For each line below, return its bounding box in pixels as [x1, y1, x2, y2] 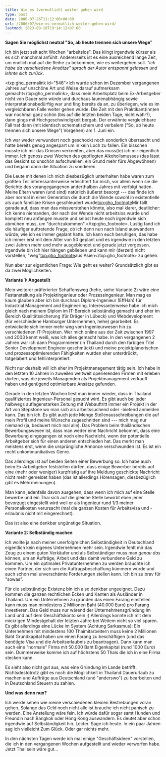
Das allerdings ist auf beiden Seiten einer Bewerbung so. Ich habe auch [5, 458, 151, 464]
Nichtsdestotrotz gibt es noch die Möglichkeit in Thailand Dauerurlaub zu [5, 670, 155, 676]
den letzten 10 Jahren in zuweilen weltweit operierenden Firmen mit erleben [5, 370, 160, 376]
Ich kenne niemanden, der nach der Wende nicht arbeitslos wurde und [5, 210, 149, 216]
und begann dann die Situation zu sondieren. [5, 164, 97, 170]
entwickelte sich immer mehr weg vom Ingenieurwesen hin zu [5, 324, 132, 330]
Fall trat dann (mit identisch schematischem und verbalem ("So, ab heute [5, 122, 155, 128]
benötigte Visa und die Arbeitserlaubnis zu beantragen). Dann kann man [5, 639, 153, 645]
